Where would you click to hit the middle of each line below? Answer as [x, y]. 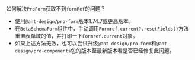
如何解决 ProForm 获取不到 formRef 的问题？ [56, 9]
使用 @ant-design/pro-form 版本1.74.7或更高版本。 [74, 21]
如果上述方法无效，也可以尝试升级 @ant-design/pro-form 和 [85, 43]
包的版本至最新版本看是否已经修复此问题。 [123, 51]
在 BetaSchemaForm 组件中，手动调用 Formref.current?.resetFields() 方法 [102, 29]
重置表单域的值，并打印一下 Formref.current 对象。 [76, 36]
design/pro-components [43, 51]
